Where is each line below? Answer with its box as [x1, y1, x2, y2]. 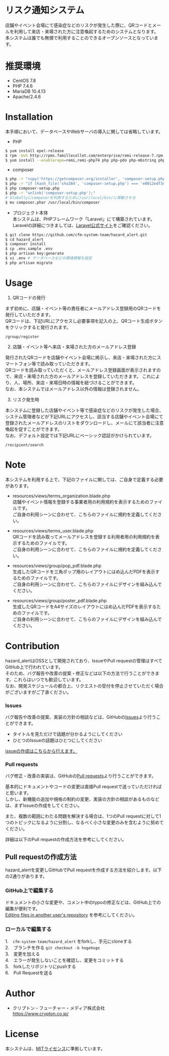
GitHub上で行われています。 [5, 664, 63, 670]
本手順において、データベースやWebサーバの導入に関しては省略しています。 [5, 128, 163, 134]
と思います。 [5, 790, 32, 796]
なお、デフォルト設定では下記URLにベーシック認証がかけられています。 [5, 432, 154, 438]
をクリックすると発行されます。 [5, 324, 71, 330]
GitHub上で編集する [5, 887, 54, 894]
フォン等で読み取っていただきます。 [18, 360, 93, 366]
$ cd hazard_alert [5, 237, 44, 242]
